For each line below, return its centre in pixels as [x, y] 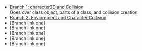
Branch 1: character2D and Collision [47, 7]
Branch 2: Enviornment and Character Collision [58, 17]
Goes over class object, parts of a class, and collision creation [73, 12]
